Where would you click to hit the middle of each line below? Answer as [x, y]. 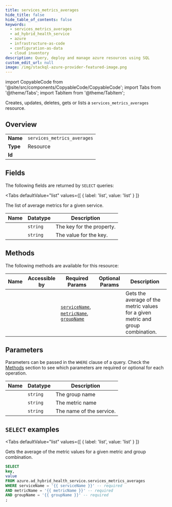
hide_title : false [25, 15]
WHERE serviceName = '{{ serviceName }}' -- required [64, 485]
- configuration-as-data [36, 48]
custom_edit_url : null [29, 63]
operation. [16, 373]
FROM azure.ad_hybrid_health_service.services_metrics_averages [75, 481]
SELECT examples [33, 429]
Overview [21, 124]
